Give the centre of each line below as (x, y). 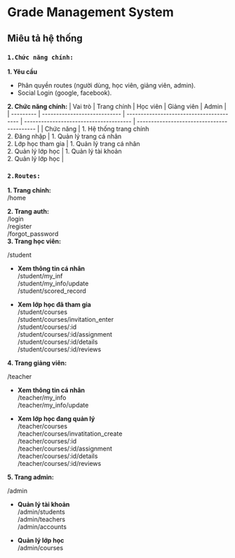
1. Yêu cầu (22, 72)
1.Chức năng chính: (40, 57)
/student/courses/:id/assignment (65, 335)
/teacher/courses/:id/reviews (59, 464)
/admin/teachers (41, 519)
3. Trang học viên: (34, 241)
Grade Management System (90, 12)
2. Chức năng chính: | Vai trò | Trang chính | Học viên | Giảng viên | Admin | (117, 106)
